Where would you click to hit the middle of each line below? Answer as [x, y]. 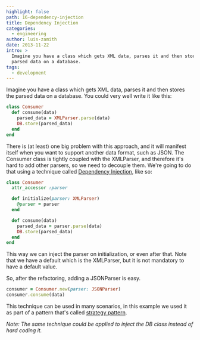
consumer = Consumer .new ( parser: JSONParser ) [63, 289]
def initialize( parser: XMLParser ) [56, 199]
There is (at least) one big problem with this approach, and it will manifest [96, 146]
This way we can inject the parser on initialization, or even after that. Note [96, 254]
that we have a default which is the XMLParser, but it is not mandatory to [95, 261]
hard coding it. [24, 330]
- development [29, 73]
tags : [13, 67]
